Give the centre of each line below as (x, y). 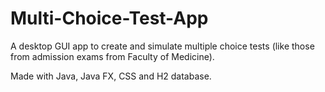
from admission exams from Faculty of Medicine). (112, 56)
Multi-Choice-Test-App (109, 18)
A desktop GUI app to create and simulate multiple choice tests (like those (162, 46)
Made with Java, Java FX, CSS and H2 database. (111, 76)
